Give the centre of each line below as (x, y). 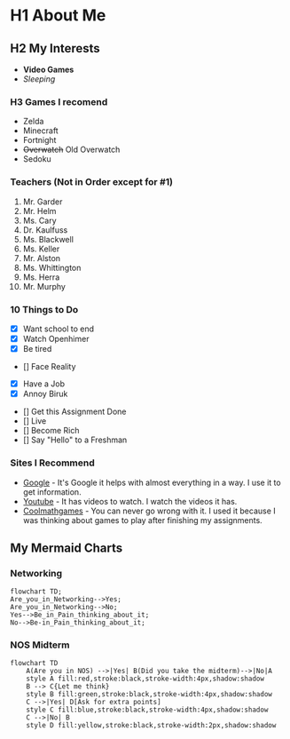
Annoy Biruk (45, 394)
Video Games (48, 69)
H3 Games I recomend (59, 101)
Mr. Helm (39, 211)
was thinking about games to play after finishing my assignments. (142, 520)
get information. (52, 492)
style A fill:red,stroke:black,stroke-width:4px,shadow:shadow (145, 679)
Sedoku (37, 159)
